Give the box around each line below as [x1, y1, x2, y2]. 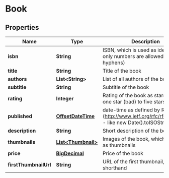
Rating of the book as [102, 92, 153, 99]
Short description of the [102, 127, 159, 134]
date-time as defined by [102, 106, 160, 113]
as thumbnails [102, 142, 136, 149]
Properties [5, 23, 39, 32]
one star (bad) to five [102, 98, 152, 105]
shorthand [102, 164, 127, 171]
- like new [102, 119, 127, 126]
